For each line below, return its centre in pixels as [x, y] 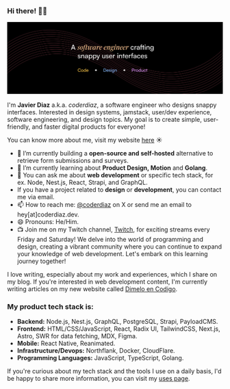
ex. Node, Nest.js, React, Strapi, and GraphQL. [82, 183]
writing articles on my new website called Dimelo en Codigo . [92, 289]
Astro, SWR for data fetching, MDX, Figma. [77, 336]
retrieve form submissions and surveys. [73, 161]
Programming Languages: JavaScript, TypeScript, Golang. [100, 358]
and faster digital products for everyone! [89, 127]
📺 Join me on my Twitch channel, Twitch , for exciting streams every [113, 229]
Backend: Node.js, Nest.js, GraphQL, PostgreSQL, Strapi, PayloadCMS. [117, 322]
